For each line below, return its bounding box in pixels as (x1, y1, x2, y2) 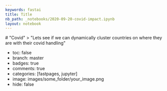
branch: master (12, 55, 44, 61)
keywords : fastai (5, 7, 41, 12)
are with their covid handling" (5, 40, 66, 46)
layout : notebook (5, 21, 41, 26)
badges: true (12, 60, 39, 66)
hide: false (12, 82, 34, 88)
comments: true (12, 66, 45, 72)
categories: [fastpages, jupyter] (12, 71, 78, 77)
